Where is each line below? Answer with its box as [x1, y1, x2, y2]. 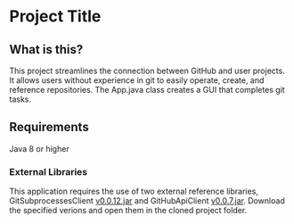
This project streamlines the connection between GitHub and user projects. [9, 65, 285, 76]
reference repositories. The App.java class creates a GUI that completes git [9, 85, 285, 95]
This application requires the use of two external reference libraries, [9, 186, 258, 197]
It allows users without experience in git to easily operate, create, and [9, 75, 265, 86]
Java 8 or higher [9, 143, 69, 153]
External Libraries [9, 165, 88, 178]
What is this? [9, 42, 84, 57]
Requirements [9, 120, 89, 135]
